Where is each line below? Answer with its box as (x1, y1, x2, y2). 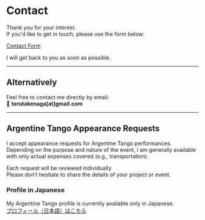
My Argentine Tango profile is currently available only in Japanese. (6, 199, 174, 207)
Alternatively (6, 77, 57, 88)
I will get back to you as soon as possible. (6, 54, 111, 61)
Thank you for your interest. (6, 24, 76, 31)
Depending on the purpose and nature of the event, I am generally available (6, 146, 196, 153)
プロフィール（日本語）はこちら (6, 207, 87, 214)
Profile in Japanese (6, 186, 65, 194)
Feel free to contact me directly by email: (6, 93, 109, 101)
